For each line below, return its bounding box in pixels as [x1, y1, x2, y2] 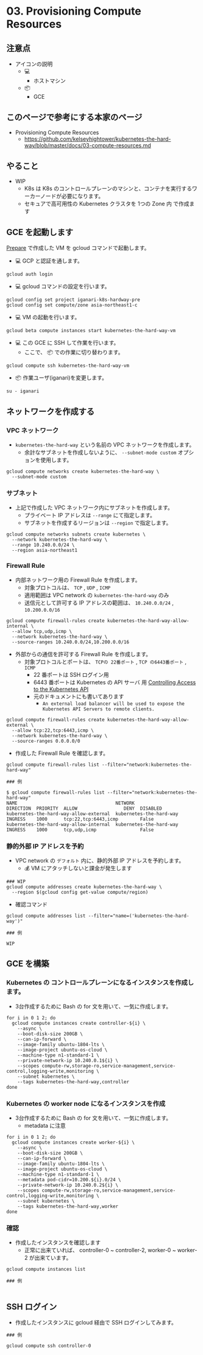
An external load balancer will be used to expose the [42, 701, 185, 707]
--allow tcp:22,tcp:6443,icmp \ [12, 727, 94, 734]
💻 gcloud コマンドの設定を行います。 [15, 283, 110, 290]
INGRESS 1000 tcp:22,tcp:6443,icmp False [6, 816, 154, 822]
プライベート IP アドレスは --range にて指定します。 [24, 512, 155, 519]
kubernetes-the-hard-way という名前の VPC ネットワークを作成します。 [15, 441, 195, 448]
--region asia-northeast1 [12, 547, 78, 554]
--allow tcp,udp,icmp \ [12, 628, 72, 634]
